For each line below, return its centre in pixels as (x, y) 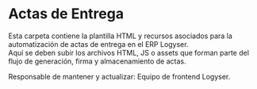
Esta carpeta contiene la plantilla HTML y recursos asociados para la (120, 36)
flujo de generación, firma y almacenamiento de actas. (97, 61)
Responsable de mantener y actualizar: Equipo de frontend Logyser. (119, 76)
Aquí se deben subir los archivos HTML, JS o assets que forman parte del (129, 52)
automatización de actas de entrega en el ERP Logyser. (98, 44)
